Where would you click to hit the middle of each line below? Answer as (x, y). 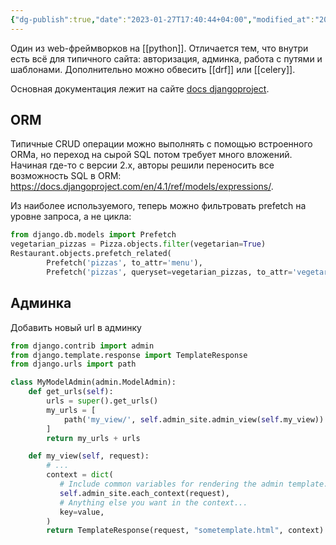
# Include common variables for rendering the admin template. (194, 484)
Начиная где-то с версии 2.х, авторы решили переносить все (142, 165)
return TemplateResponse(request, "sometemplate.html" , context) (185, 531)
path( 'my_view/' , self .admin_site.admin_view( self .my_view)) (194, 419)
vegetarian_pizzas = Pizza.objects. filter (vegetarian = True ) (138, 244)
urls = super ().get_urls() (102, 401)
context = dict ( (80, 475)
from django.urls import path (73, 364)
